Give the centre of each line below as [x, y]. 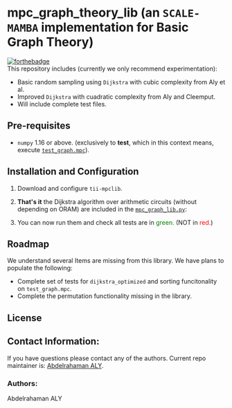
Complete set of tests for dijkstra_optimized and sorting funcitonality [117, 281]
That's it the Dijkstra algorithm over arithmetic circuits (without [107, 201]
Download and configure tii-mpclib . [70, 188]
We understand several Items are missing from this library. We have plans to [116, 261]
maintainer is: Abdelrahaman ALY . [55, 365]
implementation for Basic [115, 27]
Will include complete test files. [62, 104]
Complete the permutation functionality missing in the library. [105, 296]
